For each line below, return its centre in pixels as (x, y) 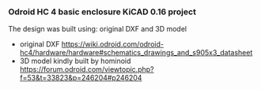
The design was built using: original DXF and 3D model (98, 29)
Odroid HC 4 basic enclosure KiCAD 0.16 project (102, 12)
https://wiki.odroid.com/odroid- (113, 44)
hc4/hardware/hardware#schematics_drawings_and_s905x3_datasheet (136, 53)
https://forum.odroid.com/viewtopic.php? (87, 69)
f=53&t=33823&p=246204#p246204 (81, 78)
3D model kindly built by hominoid (75, 61)
